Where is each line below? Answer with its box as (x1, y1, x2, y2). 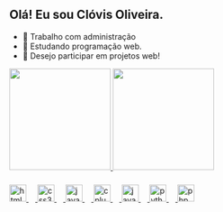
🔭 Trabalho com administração (22, 31, 137, 41)
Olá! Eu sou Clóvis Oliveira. (9, 7, 164, 23)
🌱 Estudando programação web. (22, 41, 142, 51)
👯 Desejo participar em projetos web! (22, 50, 160, 61)
